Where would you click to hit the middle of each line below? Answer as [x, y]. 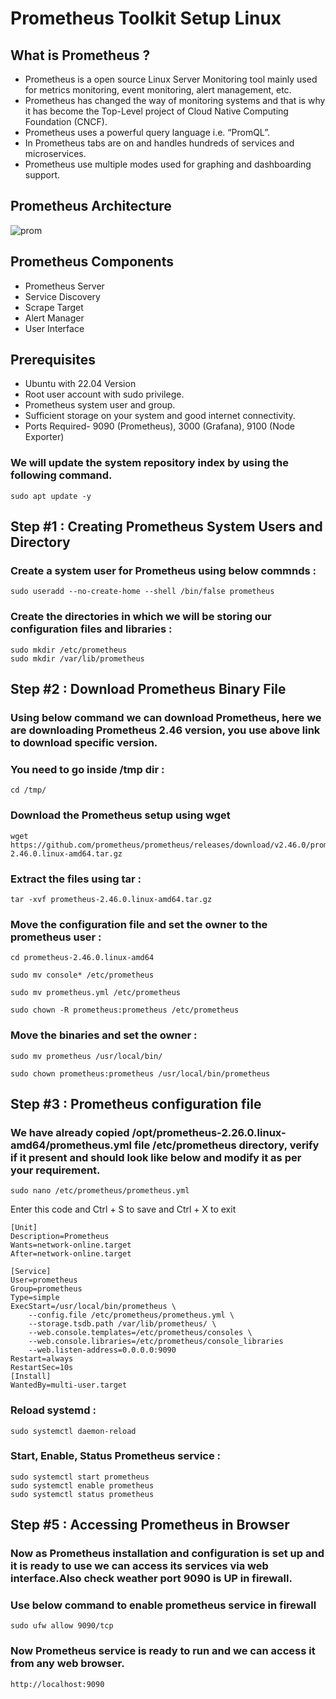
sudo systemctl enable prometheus [82, 1485]
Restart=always [42, 1359]
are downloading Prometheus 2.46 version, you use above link [165, 730]
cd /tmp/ [28, 790]
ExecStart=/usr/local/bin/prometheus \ [93, 1307]
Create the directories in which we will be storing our [141, 617]
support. [42, 175]
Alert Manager [54, 318]
